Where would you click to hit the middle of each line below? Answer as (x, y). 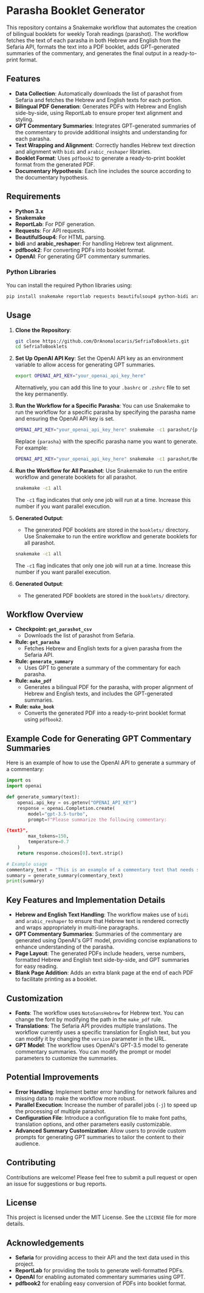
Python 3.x (29, 211)
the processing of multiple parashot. (60, 1111)
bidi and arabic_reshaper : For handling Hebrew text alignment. (94, 243)
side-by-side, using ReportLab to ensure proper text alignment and (99, 112)
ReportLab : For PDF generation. (55, 224)
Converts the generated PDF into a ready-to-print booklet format (105, 713)
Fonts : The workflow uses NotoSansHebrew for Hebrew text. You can (99, 1013)
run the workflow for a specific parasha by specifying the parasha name (105, 412)
